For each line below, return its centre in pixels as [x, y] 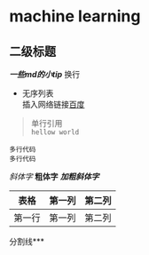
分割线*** [27, 241]
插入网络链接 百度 [53, 104]
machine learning [75, 16]
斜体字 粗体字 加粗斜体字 [54, 176]
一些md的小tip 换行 [45, 74]
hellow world [55, 132]
